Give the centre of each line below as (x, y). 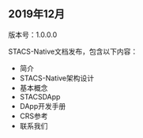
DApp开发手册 (43, 106)
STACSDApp (40, 96)
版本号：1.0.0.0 (33, 35)
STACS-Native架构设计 (57, 78)
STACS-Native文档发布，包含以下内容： (73, 51)
